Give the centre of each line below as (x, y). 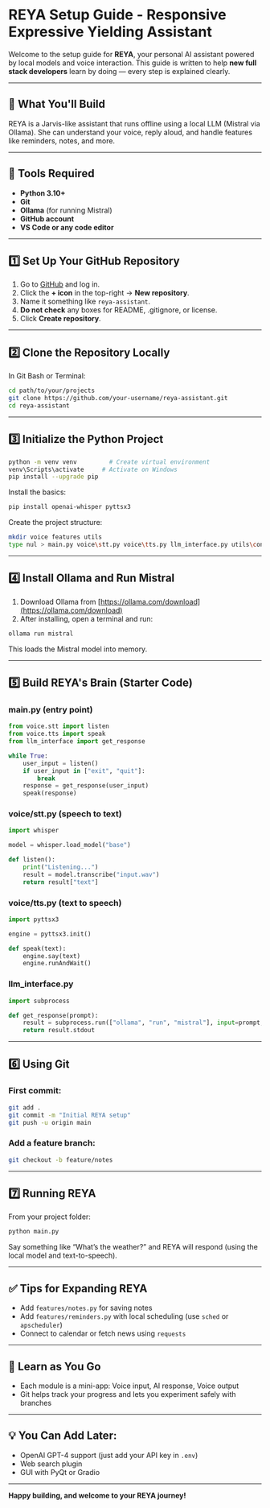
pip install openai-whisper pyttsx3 (70, 507)
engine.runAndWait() (57, 964)
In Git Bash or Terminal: (47, 376)
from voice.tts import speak (57, 734)
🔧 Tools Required (51, 174)
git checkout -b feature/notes (61, 1160)
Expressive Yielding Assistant (110, 32)
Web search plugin (51, 1464)
